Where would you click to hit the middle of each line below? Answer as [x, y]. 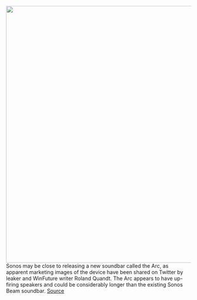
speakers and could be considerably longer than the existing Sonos [101, 284]
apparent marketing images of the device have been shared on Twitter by [95, 272]
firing [13, 284]
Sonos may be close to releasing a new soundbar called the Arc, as [87, 266]
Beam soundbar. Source [35, 291]
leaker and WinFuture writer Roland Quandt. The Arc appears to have [89, 278]
